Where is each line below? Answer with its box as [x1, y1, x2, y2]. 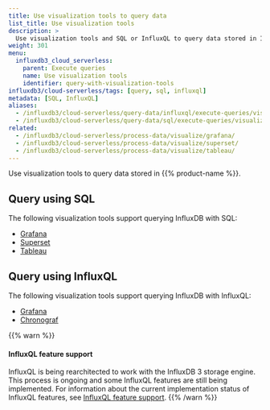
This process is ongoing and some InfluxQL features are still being [8, 375, 227, 385]
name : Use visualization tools [22, 72, 128, 80]
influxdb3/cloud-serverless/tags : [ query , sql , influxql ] [8, 86, 207, 95]
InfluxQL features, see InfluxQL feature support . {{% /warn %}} [8, 392, 218, 403]
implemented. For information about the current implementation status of [8, 384, 250, 394]
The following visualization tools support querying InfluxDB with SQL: [8, 213, 238, 223]
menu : [8, 49, 27, 57]
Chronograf [19, 315, 59, 325]
